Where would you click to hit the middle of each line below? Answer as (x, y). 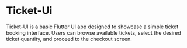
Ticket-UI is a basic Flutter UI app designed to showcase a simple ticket (92, 27)
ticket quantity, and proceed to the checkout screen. (69, 39)
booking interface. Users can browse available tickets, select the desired (93, 32)
